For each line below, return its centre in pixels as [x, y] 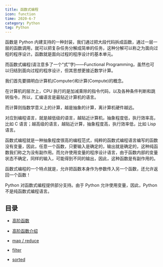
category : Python [23, 23]
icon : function [20, 14]
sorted [19, 259]
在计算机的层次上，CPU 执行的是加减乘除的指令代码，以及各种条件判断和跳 [80, 91]
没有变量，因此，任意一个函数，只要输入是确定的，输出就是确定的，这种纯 [79, 147]
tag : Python [17, 28]
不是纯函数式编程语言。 [28, 191]
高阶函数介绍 [25, 231]
